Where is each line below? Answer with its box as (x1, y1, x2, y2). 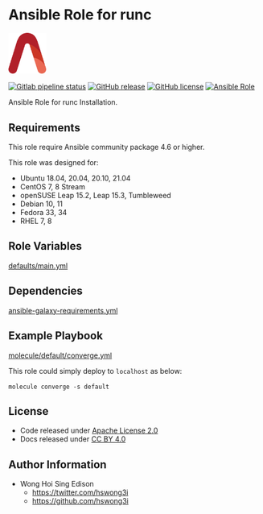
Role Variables (8, 239, 82, 253)
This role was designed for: (8, 158, 99, 168)
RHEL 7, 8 (19, 216, 52, 226)
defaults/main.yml (8, 260, 68, 271)
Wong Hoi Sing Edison (19, 479, 94, 489)
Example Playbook (8, 329, 103, 343)
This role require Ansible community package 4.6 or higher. (8, 143, 205, 152)
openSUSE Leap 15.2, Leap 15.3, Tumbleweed (19, 191, 171, 201)
